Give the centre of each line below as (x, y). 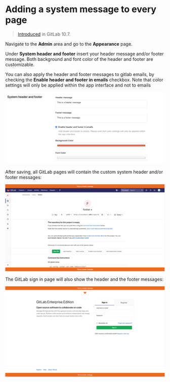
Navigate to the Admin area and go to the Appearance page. (69, 44)
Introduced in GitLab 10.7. (44, 34)
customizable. (20, 64)
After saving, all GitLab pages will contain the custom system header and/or (84, 172)
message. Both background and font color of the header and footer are (79, 59)
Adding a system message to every (81, 9)
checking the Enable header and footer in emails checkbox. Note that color (84, 80)
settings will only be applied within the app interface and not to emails (78, 85)
